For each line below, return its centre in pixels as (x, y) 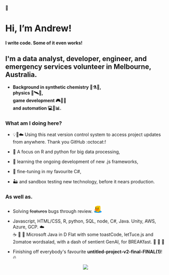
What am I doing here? (34, 123)
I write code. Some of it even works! (44, 43)
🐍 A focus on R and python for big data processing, (66, 152)
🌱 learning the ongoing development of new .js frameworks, (75, 161)
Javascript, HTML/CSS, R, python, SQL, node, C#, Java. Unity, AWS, (84, 221)
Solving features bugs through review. (52, 211)
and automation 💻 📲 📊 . (37, 108)
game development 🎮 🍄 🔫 (39, 100)
